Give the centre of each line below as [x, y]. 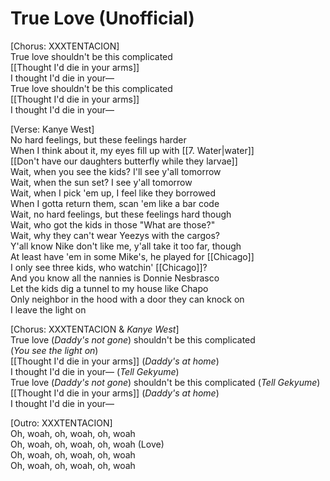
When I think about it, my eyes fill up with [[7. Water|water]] [132, 150]
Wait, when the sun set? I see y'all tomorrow [101, 182]
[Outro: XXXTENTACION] [61, 423]
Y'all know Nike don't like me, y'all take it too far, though [126, 246]
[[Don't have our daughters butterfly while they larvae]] [124, 161]
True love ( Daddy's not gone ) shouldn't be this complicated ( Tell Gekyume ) [165, 382]
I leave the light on [48, 309]
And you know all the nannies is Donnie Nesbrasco [115, 278]
